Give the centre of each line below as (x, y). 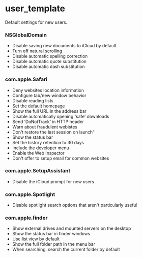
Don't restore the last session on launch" (53, 132)
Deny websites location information (48, 90)
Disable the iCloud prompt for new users (53, 181)
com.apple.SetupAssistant (38, 171)
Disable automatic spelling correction (50, 56)
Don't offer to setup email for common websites (60, 158)
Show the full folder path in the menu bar (54, 244)
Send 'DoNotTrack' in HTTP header (48, 122)
